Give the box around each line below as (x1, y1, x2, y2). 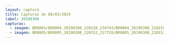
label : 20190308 (5, 16, 39, 21)
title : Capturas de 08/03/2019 (5, 12, 71, 17)
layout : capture (5, 7, 39, 12)
